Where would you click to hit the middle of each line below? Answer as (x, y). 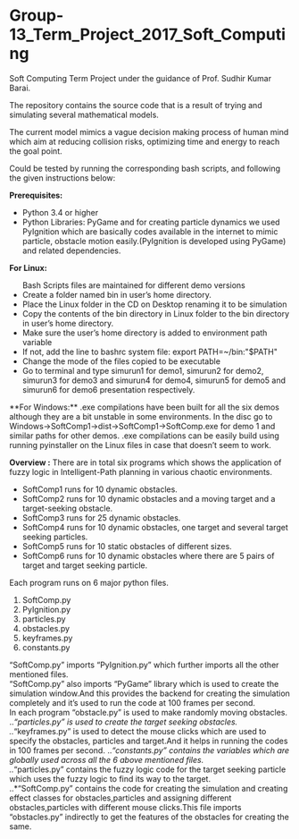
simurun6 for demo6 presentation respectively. (108, 389)
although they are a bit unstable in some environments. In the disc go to (141, 416)
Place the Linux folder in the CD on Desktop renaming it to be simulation (154, 304)
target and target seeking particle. (85, 565)
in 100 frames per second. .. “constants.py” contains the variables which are (149, 750)
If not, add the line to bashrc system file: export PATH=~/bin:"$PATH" (150, 352)
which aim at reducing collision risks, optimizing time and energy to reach (145, 141)
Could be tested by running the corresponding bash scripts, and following (145, 168)
